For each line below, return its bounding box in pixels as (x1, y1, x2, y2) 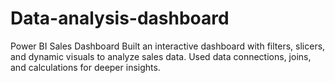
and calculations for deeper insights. (10, 61, 161, 73)
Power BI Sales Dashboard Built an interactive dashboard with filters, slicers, (10, 40, 326, 52)
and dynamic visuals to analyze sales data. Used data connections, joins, (10, 50, 312, 62)
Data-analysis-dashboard (10, 7, 230, 30)
